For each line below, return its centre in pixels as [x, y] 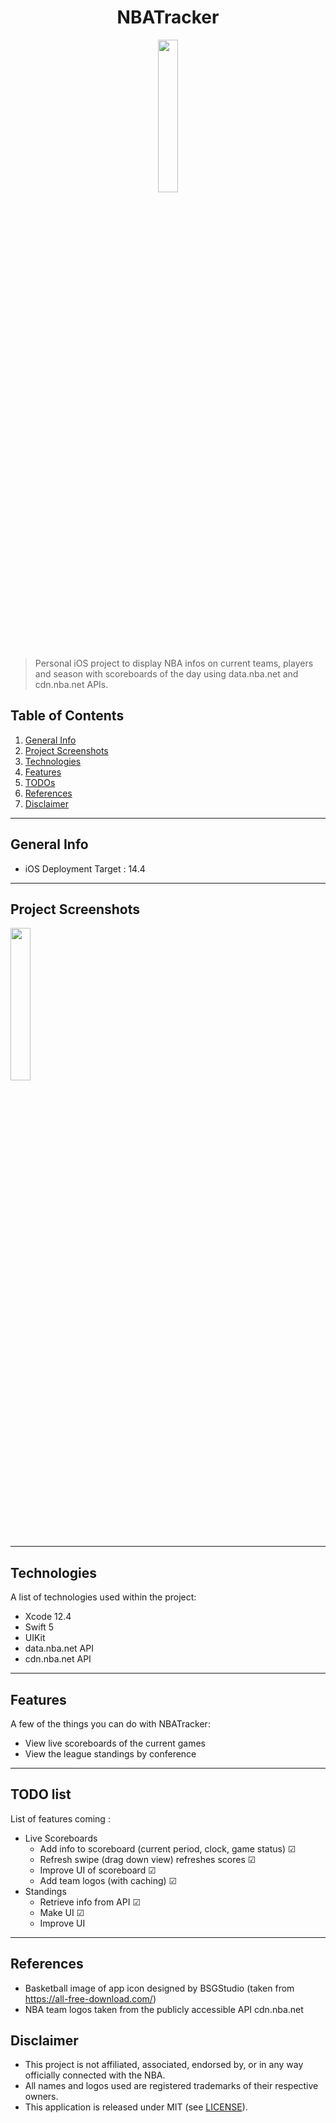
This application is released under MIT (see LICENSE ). [136, 2107]
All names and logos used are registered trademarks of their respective [171, 2086]
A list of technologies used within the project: [103, 1597]
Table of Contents [67, 716]
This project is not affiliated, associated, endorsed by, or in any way [164, 2065]
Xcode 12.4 [48, 1617]
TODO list [41, 1794]
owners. [41, 2097]
